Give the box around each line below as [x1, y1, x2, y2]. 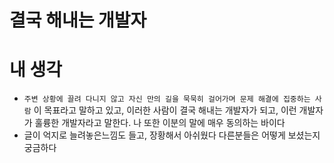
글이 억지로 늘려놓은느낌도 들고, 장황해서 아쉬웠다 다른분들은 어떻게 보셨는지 [23, 129, 321, 141]
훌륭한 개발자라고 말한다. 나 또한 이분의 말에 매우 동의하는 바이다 [34, 117, 286, 129]
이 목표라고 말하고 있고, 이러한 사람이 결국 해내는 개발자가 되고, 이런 [33, 104, 297, 116]
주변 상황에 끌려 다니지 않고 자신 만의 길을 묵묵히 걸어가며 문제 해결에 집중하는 [23, 94, 311, 105]
